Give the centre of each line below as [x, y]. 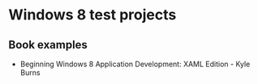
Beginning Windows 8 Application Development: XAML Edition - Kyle [135, 64]
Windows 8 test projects [92, 15]
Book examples [48, 45]
